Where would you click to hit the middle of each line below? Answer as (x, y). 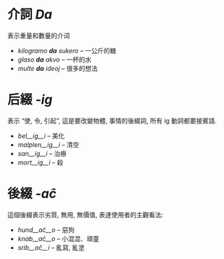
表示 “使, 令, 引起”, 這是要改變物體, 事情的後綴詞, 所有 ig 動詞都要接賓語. (112, 121)
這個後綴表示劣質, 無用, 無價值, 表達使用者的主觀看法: (85, 214)
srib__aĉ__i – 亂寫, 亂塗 (51, 247)
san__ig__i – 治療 (42, 153)
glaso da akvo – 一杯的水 (54, 59)
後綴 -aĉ (32, 194)
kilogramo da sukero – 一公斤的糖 (67, 50)
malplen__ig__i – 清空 (48, 144)
